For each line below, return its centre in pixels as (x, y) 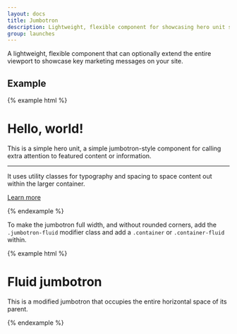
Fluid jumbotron (55, 282)
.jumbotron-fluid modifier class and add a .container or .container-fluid (116, 232)
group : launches (31, 34)
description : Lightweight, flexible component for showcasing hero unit (116, 27)
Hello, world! (45, 129)
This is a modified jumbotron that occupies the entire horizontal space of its (117, 302)
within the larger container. (46, 184)
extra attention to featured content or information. (79, 156)
